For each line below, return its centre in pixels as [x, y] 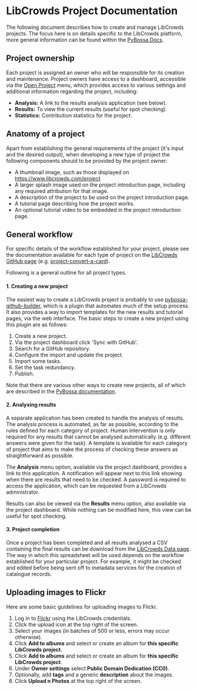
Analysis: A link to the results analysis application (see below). [91, 103]
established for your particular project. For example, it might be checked [94, 561]
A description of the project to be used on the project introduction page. [102, 197]
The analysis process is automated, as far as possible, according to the [92, 424]
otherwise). [28, 637]
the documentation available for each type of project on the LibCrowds [92, 255]
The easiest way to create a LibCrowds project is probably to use [85, 299]
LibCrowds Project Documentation [92, 11]
